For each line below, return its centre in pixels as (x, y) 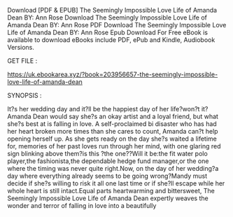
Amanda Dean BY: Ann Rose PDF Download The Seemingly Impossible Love (117, 25)
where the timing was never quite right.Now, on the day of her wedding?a (113, 168)
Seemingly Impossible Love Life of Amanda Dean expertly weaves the (108, 198)
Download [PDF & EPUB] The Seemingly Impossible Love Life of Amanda (112, 10)
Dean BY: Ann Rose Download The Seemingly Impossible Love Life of (107, 17)
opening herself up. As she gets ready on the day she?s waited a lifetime (112, 139)
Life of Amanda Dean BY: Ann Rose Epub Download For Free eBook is (108, 32)
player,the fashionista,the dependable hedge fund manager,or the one (108, 161)
